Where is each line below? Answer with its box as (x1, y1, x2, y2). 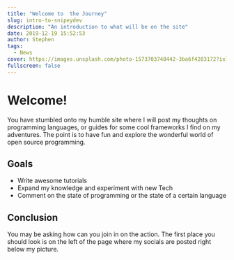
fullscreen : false (7, 62, 61, 69)
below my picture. (7, 245, 59, 254)
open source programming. (7, 138, 86, 146)
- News (13, 50, 33, 57)
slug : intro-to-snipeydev (7, 17, 82, 24)
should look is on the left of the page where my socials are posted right (7, 238, 212, 246)
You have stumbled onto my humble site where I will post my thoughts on (7, 115, 217, 124)
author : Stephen (7, 36, 54, 43)
